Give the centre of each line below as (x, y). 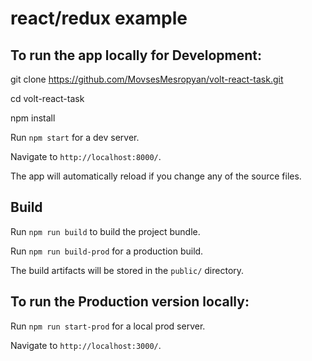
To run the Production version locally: (130, 302)
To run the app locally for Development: (136, 55)
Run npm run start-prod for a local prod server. (108, 326)
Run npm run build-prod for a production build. (107, 251)
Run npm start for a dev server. (75, 137)
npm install (33, 118)
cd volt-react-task (47, 98)
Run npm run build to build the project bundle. (105, 231)
